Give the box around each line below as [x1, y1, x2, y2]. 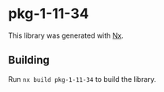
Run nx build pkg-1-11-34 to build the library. [8, 74, 156, 83]
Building [8, 53, 50, 67]
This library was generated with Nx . [8, 31, 124, 40]
